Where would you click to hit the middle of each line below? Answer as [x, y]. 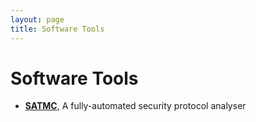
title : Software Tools [57, 29]
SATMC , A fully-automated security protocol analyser [135, 106]
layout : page [37, 19]
